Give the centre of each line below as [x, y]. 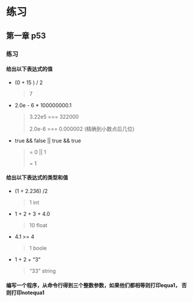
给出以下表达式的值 [29, 69]
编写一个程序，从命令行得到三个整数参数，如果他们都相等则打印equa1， [93, 285]
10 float [38, 225]
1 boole [38, 248]
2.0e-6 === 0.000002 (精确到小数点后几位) [82, 129]
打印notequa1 [28, 293]
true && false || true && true [48, 140]
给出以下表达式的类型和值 [37, 178]
